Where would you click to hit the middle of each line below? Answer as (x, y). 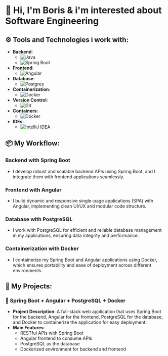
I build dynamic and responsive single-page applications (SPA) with (83, 200)
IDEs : (18, 121)
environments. (28, 270)
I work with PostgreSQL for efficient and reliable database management (87, 230)
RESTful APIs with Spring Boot (52, 333)
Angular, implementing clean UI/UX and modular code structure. (79, 206)
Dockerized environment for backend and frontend (73, 349)
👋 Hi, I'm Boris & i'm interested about (83, 10)
